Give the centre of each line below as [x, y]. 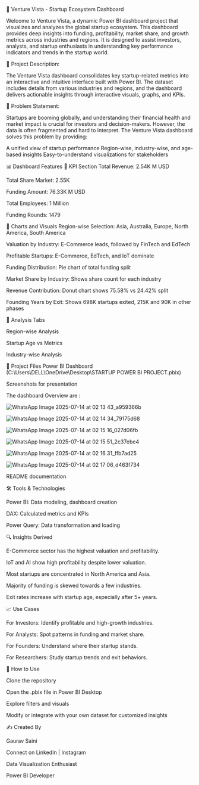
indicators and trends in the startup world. [58, 52]
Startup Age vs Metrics [34, 343]
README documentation [36, 476]
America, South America [36, 233]
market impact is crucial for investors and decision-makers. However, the [96, 124]
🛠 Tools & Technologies [36, 488]
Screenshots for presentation [42, 384]
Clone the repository [31, 680]
